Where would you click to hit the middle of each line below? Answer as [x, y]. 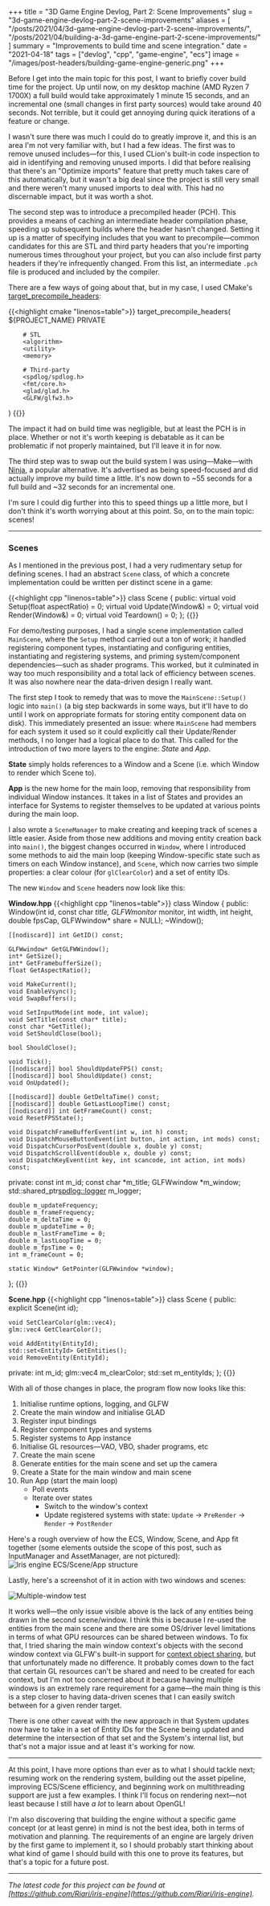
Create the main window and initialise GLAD [92, 1412]
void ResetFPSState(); [46, 1118]
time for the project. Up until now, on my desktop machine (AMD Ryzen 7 [129, 87]
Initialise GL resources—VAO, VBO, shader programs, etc [114, 1447]
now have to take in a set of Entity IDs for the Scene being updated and [126, 1730]
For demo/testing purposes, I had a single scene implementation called [126, 631]
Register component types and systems [86, 1429]
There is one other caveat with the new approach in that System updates [129, 1721]
